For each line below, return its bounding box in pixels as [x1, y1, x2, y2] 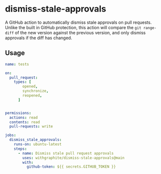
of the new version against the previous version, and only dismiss [15, 30, 146, 35]
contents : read [9, 120, 40, 125]
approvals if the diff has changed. [5, 35, 72, 41]
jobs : [5, 133, 16, 138]
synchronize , [22, 89, 49, 94]
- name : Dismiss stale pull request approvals [17, 151, 114, 156]
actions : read [9, 115, 38, 120]
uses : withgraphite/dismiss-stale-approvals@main [22, 155, 125, 160]
